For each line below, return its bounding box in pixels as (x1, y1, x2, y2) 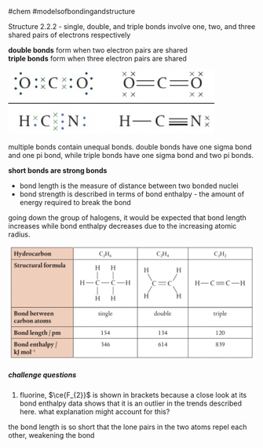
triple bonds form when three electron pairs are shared (8, 54, 187, 63)
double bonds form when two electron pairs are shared (8, 46, 188, 54)
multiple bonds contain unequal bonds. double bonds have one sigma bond (8, 142, 253, 152)
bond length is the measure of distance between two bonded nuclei (19, 181, 239, 190)
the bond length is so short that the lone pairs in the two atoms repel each (8, 422, 247, 431)
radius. (8, 230, 31, 239)
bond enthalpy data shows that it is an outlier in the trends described (19, 398, 242, 408)
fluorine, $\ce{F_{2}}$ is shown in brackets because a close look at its (19, 390, 247, 399)
